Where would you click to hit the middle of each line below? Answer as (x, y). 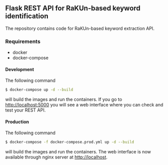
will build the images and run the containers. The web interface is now (78, 152)
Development (20, 69)
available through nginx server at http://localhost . (56, 157)
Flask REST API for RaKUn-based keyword (73, 8)
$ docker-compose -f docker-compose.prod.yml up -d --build (70, 142)
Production (17, 122)
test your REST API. (25, 110)
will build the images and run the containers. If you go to (64, 99)
